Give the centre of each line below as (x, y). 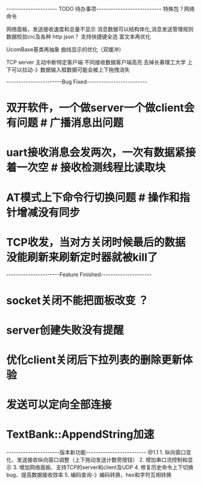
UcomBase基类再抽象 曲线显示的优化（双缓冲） (65, 49)
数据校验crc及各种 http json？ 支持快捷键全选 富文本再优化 (79, 37)
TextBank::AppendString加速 (80, 434)
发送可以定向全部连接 (59, 405)
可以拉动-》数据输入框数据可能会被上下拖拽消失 (71, 70)
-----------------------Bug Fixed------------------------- (77, 82)
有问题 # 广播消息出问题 (65, 123)
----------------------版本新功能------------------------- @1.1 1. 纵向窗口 (96, 452)
